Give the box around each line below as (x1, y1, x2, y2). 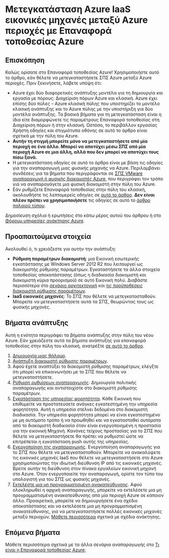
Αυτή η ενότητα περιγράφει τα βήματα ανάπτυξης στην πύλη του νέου (5, 332, 154, 338)
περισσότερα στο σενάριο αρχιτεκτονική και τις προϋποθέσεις (12, 282, 143, 289)
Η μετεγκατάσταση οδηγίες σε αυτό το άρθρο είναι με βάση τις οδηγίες (12, 160, 163, 165)
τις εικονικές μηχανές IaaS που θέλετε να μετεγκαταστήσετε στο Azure (12, 454, 163, 460)
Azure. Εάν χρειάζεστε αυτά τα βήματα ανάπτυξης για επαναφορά (5, 337, 146, 343)
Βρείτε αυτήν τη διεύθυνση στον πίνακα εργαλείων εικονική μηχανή (12, 465, 156, 471)
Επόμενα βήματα (5, 528, 60, 537)
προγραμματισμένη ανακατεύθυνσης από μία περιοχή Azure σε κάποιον (12, 492, 164, 498)
